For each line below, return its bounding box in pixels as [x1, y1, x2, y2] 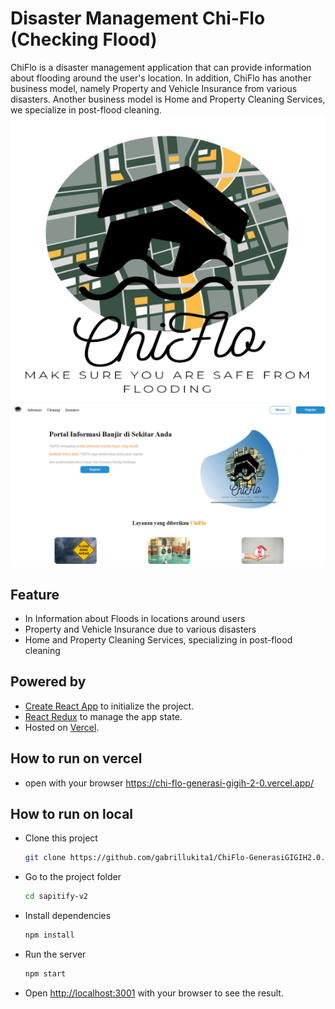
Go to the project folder [24, 871, 122, 883]
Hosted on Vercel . [24, 721, 100, 733]
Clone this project [24, 832, 98, 844]
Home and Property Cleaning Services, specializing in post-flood [24, 634, 293, 646]
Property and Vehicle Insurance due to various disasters [24, 623, 257, 635]
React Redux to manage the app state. [24, 710, 183, 722]
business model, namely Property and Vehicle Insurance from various [10, 82, 298, 94]
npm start [24, 969, 67, 979]
